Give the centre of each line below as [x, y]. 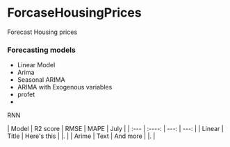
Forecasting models [42, 50]
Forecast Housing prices [42, 32]
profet [26, 94]
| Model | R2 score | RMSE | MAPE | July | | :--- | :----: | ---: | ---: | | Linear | [115, 129]
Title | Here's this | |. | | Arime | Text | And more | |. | [81, 136]
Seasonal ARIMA [41, 80]
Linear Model [36, 65]
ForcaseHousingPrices [74, 13]
